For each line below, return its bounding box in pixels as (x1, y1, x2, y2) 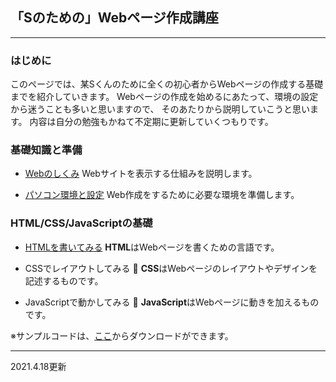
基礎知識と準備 (10, 143, 83, 157)
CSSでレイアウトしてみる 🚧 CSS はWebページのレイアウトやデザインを (24, 262, 318, 274)
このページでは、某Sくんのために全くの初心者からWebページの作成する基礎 (10, 78, 324, 90)
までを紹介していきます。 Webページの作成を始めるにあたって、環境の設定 (10, 91, 319, 103)
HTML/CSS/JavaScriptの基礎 (10, 216, 153, 230)
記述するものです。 (24, 274, 104, 287)
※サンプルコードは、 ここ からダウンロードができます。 (10, 329, 234, 342)
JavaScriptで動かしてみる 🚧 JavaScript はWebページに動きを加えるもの (24, 296, 320, 308)
